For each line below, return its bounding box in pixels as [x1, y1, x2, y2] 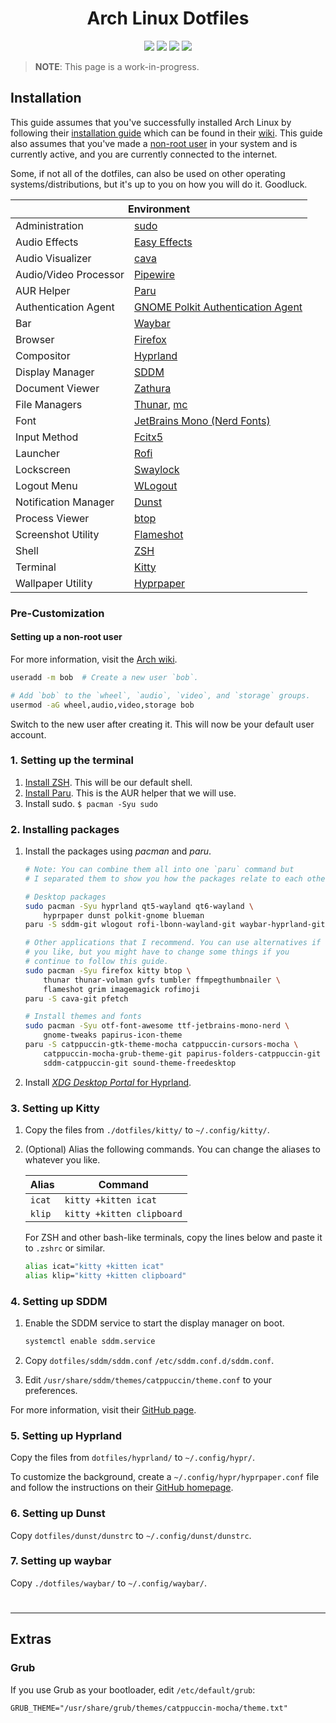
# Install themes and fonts [24, 1012, 142, 1022]
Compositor [15, 348, 71, 362]
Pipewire [134, 267, 175, 281]
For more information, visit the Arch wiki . [10, 653, 178, 665]
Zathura [134, 381, 172, 395]
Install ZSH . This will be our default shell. [24, 776, 193, 788]
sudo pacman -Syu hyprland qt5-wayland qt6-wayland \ [24, 901, 254, 911]
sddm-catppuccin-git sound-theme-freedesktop [43, 1058, 237, 1068]
